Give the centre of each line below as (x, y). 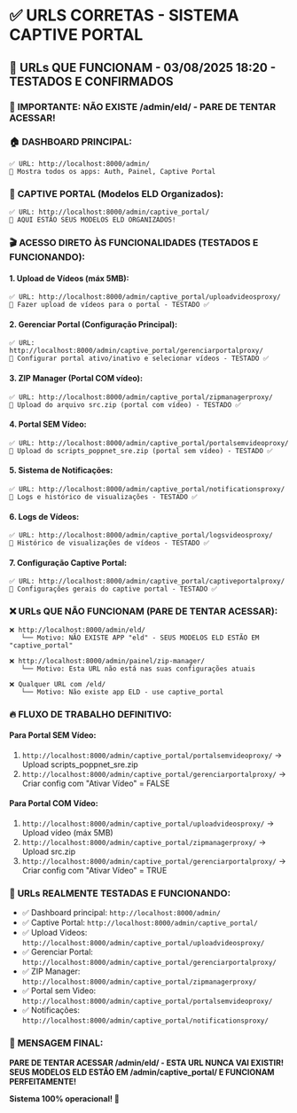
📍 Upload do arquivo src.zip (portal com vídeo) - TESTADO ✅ (125, 404)
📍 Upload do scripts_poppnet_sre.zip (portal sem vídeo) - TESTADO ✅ (141, 451)
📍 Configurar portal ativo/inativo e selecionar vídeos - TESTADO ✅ (139, 359)
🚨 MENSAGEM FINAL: (56, 1043)
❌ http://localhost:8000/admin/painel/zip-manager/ (107, 661)
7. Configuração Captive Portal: (68, 562)
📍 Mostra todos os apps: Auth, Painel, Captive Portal (113, 171)
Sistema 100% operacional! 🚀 (64, 1098)
